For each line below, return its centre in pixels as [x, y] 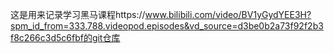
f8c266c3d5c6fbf [47, 37]
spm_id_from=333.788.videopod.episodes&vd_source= [124, 26]
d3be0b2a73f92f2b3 [280, 26]
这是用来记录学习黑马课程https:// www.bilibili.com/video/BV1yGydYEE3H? [161, 14]
